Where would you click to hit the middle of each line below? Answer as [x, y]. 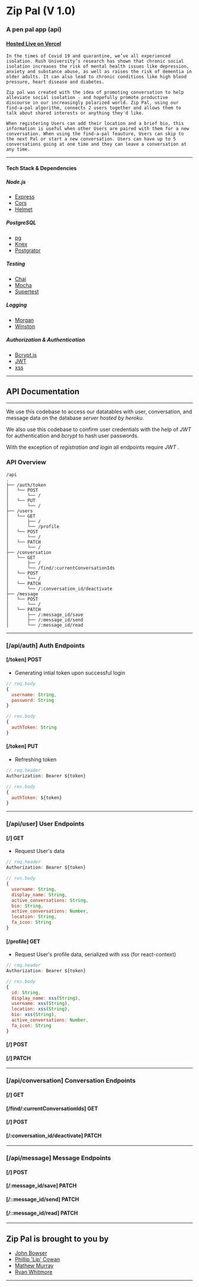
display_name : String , [39, 895]
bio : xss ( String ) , [34, 1015]
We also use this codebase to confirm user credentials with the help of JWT [99, 429]
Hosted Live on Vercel [34, 43]
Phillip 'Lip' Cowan [37, 1259]
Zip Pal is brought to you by [57, 1239]
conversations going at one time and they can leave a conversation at [96, 144]
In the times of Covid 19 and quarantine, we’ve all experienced [88, 56]
